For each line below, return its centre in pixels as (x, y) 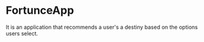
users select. (22, 33)
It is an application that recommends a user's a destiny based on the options (102, 27)
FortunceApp (40, 10)
